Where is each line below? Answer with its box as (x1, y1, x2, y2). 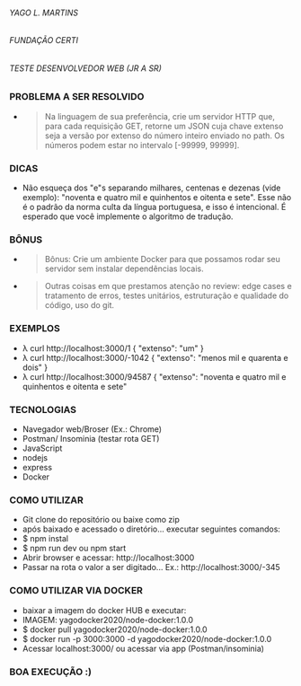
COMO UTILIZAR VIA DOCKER (9, 585, 144, 597)
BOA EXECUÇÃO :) (9, 665, 93, 678)
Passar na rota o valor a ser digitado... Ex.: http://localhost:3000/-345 (22, 562, 280, 573)
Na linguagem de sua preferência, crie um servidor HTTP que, (44, 110, 276, 121)
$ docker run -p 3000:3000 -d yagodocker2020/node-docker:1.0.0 (22, 633, 272, 644)
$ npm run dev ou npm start (22, 543, 127, 554)
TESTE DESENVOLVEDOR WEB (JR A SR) (9, 63, 162, 74)
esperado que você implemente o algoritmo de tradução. (22, 211, 234, 222)
